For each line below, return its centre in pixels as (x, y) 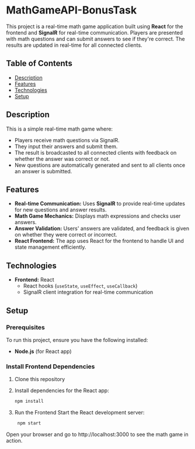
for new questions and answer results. (60, 210)
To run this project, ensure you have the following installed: (77, 340)
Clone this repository (40, 379)
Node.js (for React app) (43, 351)
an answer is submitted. (43, 171)
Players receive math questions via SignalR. (67, 140)
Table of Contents (39, 64)
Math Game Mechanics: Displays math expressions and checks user (97, 216)
